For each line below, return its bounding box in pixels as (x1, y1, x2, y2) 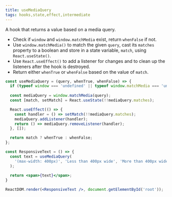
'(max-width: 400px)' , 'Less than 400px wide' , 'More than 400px (14, 159, 157, 164)
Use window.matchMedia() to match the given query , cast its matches (12, 41, 155, 48)
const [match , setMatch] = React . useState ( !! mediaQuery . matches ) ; (10, 98, 155, 103)
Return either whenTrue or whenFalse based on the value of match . (12, 69, 149, 75)
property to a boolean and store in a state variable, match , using (12, 47, 147, 53)
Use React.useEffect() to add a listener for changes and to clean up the (12, 58, 165, 64)
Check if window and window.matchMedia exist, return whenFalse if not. (12, 36, 157, 42)
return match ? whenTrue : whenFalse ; (10, 135, 93, 141)
